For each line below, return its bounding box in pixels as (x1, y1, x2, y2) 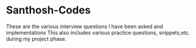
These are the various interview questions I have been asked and (6, 23, 163, 30)
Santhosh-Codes (6, 4, 91, 17)
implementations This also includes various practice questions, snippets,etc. (6, 29, 190, 36)
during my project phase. (6, 35, 67, 42)
